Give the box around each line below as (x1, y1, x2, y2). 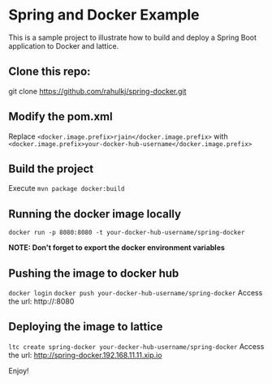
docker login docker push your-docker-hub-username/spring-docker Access (8, 288, 263, 297)
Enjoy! (8, 365, 30, 375)
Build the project (8, 162, 94, 175)
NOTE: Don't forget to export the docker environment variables (8, 243, 226, 252)
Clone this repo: (8, 65, 91, 79)
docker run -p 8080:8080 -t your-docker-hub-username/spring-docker (8, 229, 245, 237)
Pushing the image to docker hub (8, 266, 179, 280)
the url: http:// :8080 (8, 296, 75, 306)
